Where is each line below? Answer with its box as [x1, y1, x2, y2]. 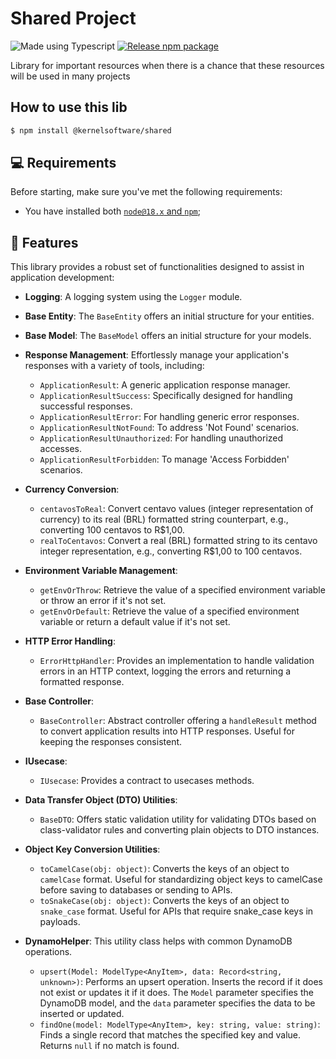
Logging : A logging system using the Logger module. [24, 291, 243, 303]
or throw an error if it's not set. [39, 595, 167, 607]
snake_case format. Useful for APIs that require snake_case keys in [39, 905, 314, 917]
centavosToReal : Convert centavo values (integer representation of [39, 503, 314, 515]
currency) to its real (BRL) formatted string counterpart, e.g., [39, 513, 289, 526]
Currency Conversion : [24, 483, 120, 496]
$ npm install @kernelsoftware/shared [10, 125, 172, 136]
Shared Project [10, 7, 137, 30]
